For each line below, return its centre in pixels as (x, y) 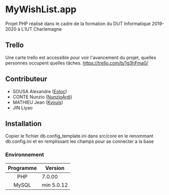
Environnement (25, 155)
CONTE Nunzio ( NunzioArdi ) (43, 97)
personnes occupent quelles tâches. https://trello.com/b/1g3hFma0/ (77, 63)
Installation (23, 124)
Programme (22, 168)
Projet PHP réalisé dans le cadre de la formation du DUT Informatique (78, 24)
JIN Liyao (23, 107)
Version (55, 168)
